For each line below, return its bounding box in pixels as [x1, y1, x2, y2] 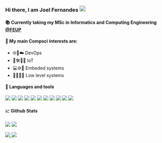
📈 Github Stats [5, 108, 38, 114]
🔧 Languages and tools [5, 84, 55, 90]
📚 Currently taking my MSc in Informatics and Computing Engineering [5, 19, 157, 25]
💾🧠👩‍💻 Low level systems [12, 72, 64, 78]
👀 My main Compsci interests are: [5, 38, 77, 44]
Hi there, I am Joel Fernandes [5, 6, 78, 13]
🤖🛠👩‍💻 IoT [12, 57, 34, 63]
